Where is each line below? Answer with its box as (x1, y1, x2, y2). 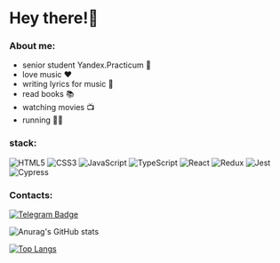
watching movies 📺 (21, 102, 95, 113)
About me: (9, 40, 56, 52)
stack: (9, 137, 37, 149)
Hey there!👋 (9, 8, 100, 28)
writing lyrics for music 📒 (21, 79, 114, 90)
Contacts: (9, 188, 53, 201)
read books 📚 (21, 89, 75, 100)
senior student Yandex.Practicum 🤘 (21, 60, 151, 70)
